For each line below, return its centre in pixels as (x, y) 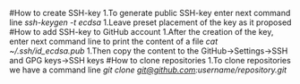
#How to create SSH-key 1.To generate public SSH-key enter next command (150, 13)
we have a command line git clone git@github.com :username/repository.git (148, 70)
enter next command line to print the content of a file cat (114, 41)
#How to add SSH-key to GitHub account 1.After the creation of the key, (141, 32)
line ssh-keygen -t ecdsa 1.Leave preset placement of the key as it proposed (150, 22)
